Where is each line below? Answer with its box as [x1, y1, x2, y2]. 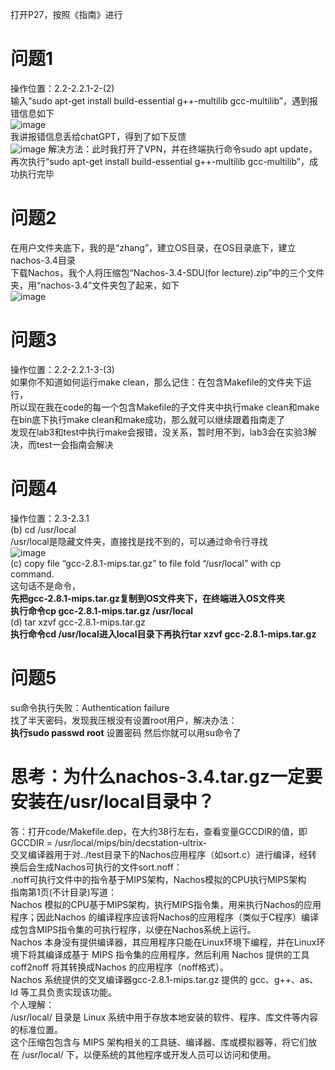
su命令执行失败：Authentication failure [10, 701, 170, 713]
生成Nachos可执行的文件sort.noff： [36, 861, 183, 873]
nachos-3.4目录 [10, 254, 76, 266]
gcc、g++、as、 [249, 973, 319, 985]
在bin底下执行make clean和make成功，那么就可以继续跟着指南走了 [10, 413, 286, 425]
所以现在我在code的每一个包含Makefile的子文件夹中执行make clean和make [10, 401, 320, 413]
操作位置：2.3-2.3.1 [10, 512, 90, 524]
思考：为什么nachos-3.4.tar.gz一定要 [10, 765, 323, 788]
